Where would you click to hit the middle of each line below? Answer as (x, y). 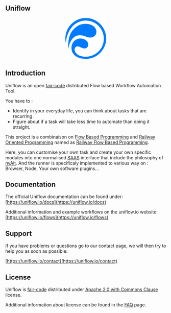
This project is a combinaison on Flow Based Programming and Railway (80, 137)
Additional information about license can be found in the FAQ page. (76, 305)
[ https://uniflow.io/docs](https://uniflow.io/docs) (56, 202)
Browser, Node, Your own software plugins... (52, 168)
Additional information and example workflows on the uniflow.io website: (82, 212)
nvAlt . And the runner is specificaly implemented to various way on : (77, 163)
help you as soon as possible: (36, 251)
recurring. (23, 116)
